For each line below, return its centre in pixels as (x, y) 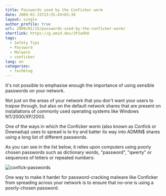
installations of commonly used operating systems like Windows (72, 111)
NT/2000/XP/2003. (25, 116)
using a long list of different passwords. (46, 137)
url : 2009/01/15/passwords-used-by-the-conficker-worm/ (65, 29)
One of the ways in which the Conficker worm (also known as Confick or (81, 126)
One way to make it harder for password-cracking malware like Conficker (82, 177)
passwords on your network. (35, 91)
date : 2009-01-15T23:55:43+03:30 (40, 15)
